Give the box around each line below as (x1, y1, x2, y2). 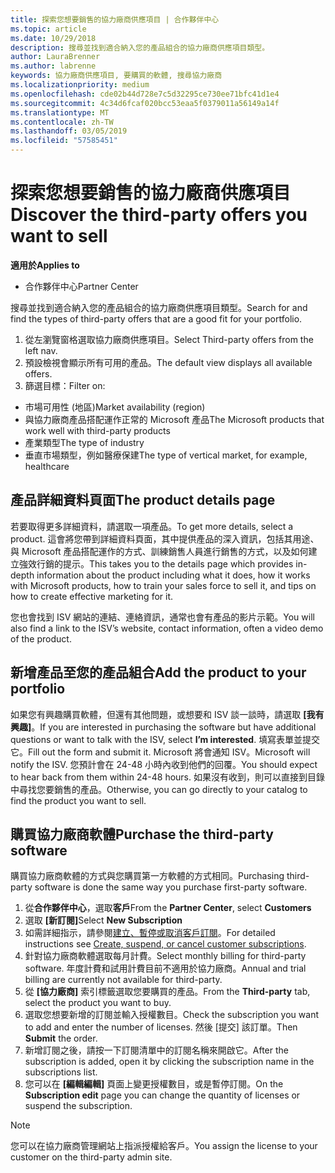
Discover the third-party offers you (10, 204, 308, 226)
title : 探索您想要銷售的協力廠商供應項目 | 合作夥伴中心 (10, 14, 220, 25)
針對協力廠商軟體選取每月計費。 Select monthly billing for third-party (24, 950, 307, 962)
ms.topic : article (10, 24, 87, 34)
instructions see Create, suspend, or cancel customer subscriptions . (24, 938, 307, 950)
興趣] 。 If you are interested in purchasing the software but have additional (10, 721, 317, 733)
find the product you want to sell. (10, 794, 147, 806)
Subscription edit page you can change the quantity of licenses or (24, 1089, 301, 1101)
